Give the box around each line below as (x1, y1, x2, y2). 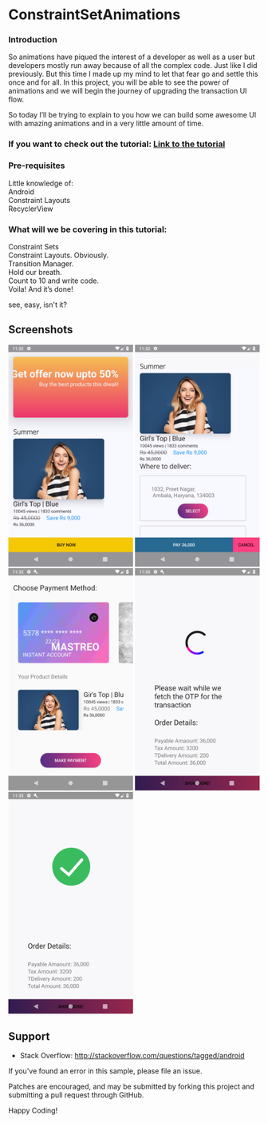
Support (8, 1029, 50, 1043)
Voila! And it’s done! (8, 285, 73, 293)
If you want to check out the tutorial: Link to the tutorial (8, 138, 226, 149)
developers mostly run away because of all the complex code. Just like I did (8, 61, 258, 70)
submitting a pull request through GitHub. (8, 1089, 144, 1100)
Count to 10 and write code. (8, 276, 100, 285)
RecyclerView (8, 204, 53, 213)
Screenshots (8, 323, 73, 337)
